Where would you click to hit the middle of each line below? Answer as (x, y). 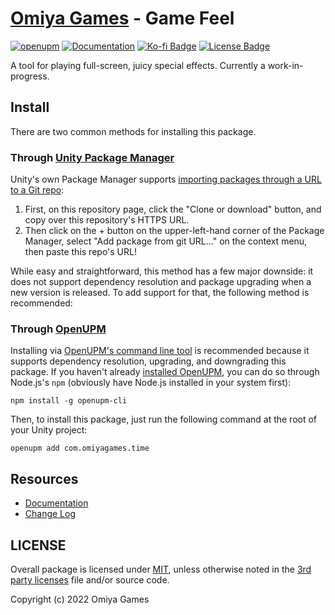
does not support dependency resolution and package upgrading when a (161, 282)
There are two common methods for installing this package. (133, 131)
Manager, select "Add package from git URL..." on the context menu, (166, 241)
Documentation (56, 503)
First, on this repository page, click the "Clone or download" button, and (173, 209)
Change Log (50, 514)
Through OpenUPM (58, 329)
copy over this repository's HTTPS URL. (107, 220)
